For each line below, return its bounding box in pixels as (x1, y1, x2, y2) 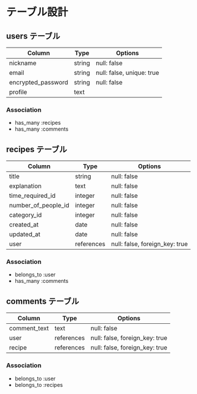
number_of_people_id (9, 201, 69, 210)
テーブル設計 (6, 5, 68, 19)
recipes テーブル (6, 144, 67, 155)
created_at (9, 220, 39, 229)
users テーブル (6, 31, 61, 41)
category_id (9, 211, 42, 219)
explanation (9, 182, 42, 190)
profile (9, 88, 28, 96)
